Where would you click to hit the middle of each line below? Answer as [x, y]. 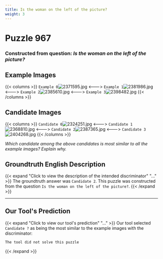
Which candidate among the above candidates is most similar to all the [76, 144]
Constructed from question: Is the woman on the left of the [76, 53]
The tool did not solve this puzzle [42, 242]
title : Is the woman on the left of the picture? [56, 9]
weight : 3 [15, 14]
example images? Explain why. [36, 149]
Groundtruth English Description [55, 164]
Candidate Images [33, 112]
